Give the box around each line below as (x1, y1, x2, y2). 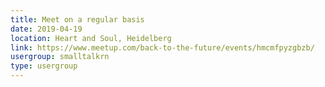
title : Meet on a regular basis (10, 14, 145, 25)
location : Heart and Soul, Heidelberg (10, 33, 172, 43)
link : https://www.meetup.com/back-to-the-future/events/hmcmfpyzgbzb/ (10, 42, 315, 53)
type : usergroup (10, 61, 78, 71)
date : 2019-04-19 (10, 24, 83, 34)
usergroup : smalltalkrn (10, 52, 110, 62)
